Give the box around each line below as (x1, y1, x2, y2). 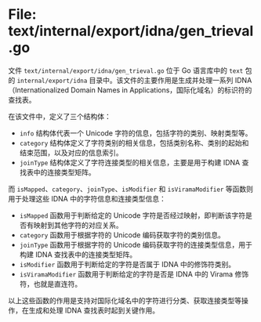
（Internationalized (8, 85, 69, 95)
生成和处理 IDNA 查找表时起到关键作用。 (28, 306, 159, 315)
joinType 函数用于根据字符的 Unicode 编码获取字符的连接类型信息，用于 (19, 240, 253, 249)
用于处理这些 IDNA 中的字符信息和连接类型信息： (8, 194, 166, 203)
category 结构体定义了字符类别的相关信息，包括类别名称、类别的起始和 (19, 138, 249, 147)
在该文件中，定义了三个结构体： (8, 111, 111, 121)
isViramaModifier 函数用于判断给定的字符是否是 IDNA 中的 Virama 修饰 (19, 269, 249, 279)
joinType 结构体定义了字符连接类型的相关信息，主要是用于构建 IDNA (19, 157, 241, 167)
